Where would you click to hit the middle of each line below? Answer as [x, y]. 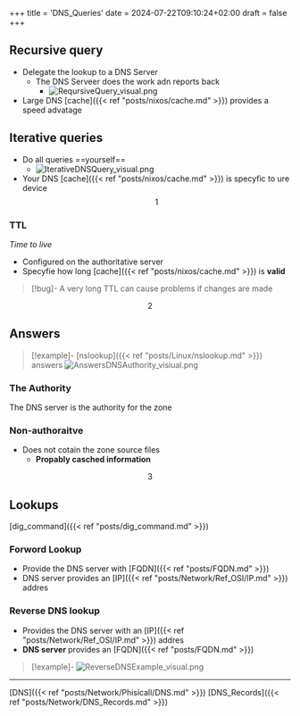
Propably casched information [93, 460]
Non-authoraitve [46, 430]
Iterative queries [56, 138]
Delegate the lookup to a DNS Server [90, 71]
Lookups [34, 505]
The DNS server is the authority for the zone [91, 408]
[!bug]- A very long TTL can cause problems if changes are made [152, 288]
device [34, 187]
